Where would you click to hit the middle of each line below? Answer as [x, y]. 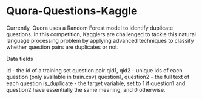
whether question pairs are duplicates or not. [62, 47]
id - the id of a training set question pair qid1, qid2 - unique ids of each [94, 70]
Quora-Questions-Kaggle [72, 11]
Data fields [20, 59]
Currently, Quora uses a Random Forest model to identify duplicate [90, 28]
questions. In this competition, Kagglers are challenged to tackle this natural [101, 34]
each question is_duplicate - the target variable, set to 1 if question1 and [96, 83]
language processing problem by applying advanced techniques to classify [100, 40]
